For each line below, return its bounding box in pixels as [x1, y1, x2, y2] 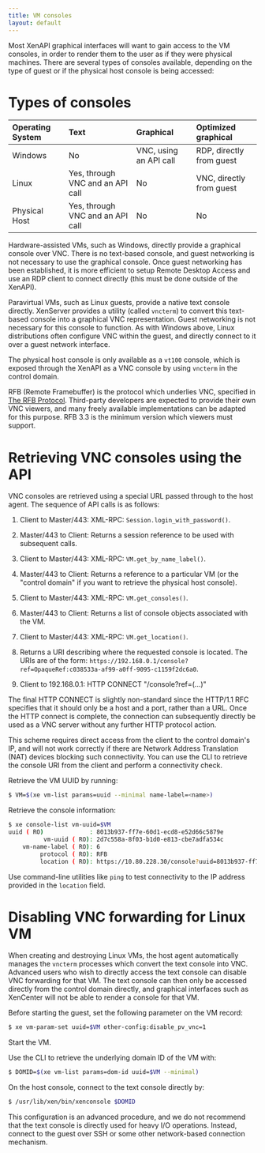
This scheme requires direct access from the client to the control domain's [8, 736, 251, 745]
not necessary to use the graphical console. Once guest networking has [8, 258, 243, 267]
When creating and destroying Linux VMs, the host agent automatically [8, 951, 239, 960]
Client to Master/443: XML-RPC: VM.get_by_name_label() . [19, 554, 207, 563]
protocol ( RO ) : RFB [39, 850, 108, 858]
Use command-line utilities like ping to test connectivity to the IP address [8, 872, 246, 881]
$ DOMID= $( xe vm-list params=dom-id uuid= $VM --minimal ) [8, 1068, 200, 1076]
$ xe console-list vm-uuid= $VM [8, 821, 111, 829]
